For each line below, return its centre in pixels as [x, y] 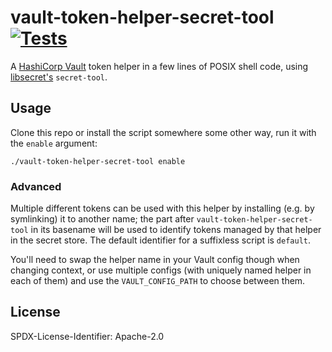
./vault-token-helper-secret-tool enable [98, 161]
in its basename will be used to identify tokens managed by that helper [176, 230]
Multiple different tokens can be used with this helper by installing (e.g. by [162, 208]
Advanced [36, 186]
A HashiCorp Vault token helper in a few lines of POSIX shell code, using [159, 66]
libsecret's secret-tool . [59, 77]
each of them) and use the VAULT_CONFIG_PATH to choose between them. [158, 281]
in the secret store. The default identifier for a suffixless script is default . [161, 240]
